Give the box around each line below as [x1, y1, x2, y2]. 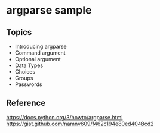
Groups [14, 75, 33, 81]
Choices [14, 68, 36, 75]
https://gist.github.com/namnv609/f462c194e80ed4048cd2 [6, 120, 154, 127]
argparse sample [6, 4, 92, 17]
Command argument [14, 49, 66, 56]
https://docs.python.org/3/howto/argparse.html [6, 113, 123, 121]
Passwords [14, 81, 42, 88]
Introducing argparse [14, 43, 67, 50]
